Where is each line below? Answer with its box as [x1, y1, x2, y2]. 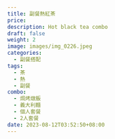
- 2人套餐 [13, 114, 39, 121]
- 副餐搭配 [13, 56, 41, 63]
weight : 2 [7, 37, 36, 44]
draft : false [7, 29, 46, 37]
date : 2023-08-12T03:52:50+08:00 [7, 121, 105, 128]
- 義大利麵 [13, 102, 41, 109]
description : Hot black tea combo [7, 23, 109, 30]
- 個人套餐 [13, 108, 41, 115]
